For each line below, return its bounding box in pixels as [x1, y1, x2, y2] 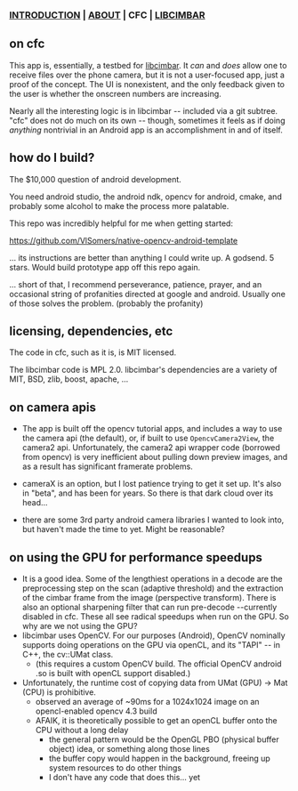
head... [21, 497, 48, 508]
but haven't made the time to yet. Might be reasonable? [21, 524, 225, 535]
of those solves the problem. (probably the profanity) [9, 298, 204, 309]
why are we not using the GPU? [21, 620, 138, 631]
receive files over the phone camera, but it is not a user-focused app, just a [9, 69, 285, 80]
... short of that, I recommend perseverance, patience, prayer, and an [9, 278, 262, 289]
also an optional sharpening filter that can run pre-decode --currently [21, 601, 278, 612]
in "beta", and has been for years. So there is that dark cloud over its [21, 488, 274, 498]
